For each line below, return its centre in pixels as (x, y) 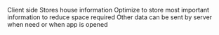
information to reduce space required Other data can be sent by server (110, 17)
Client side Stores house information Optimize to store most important (108, 10)
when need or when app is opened (58, 24)
